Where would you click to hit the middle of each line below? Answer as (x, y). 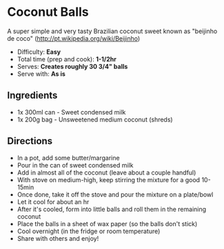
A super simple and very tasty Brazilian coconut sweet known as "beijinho (112, 31)
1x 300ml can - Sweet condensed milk (71, 112)
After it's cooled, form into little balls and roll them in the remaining (112, 209)
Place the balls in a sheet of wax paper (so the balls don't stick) (107, 223)
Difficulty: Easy (39, 52)
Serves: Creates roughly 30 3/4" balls (72, 66)
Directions (30, 141)
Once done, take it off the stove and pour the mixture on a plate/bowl (115, 195)
